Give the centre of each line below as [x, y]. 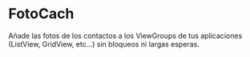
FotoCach [41, 14]
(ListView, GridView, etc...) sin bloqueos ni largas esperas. [104, 44]
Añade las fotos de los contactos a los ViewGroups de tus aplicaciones [125, 36]
